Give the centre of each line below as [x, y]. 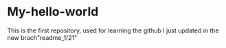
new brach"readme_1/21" [42, 37]
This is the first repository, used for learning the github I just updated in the [113, 30]
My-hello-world [53, 12]
